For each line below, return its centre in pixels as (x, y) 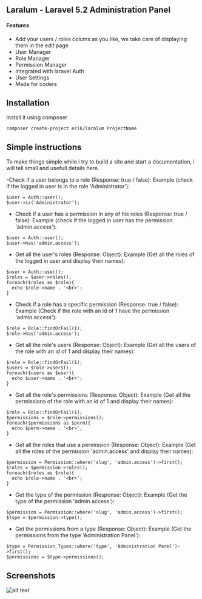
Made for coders (36, 84)
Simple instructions (44, 147)
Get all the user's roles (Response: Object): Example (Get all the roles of (105, 254)
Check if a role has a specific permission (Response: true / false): (97, 305)
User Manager (33, 51)
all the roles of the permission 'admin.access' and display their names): (104, 451)
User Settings (32, 78)
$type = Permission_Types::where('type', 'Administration (81, 547)
